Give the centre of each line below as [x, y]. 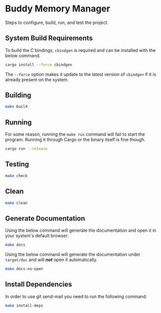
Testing [17, 164]
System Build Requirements [49, 38]
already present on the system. [37, 79]
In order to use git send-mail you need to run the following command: [76, 296]
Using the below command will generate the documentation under [73, 255]
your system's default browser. [37, 236]
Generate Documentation [45, 218]
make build [16, 107]
